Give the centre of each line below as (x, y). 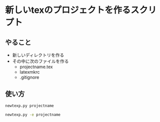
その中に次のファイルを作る (40, 61)
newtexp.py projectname (30, 106)
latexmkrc (30, 72)
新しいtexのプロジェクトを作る (68, 10)
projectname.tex (36, 67)
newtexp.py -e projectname (33, 115)
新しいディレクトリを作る (38, 55)
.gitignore (29, 77)
